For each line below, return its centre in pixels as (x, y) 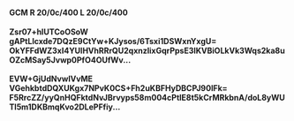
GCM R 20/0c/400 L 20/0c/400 (68, 12)
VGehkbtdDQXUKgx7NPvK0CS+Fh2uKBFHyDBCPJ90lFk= (118, 88)
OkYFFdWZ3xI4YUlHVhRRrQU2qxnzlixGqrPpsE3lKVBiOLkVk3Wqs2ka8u (147, 51)
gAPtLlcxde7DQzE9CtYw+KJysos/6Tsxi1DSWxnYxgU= (113, 42)
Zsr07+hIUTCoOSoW (49, 32)
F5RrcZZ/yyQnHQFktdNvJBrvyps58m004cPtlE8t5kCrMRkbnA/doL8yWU (147, 98)
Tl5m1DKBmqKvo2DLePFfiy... (65, 107)
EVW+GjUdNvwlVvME (51, 79)
